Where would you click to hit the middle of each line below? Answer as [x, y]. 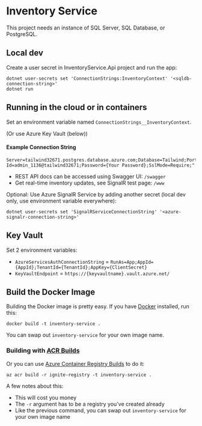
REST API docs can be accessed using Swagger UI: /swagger [90, 176]
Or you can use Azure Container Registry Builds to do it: [75, 364]
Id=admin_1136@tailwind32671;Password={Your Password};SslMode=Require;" [101, 165]
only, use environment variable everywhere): [61, 201]
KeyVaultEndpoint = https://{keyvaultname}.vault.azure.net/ [92, 273]
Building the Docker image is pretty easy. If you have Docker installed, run [98, 306]
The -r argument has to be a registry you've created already [90, 404]
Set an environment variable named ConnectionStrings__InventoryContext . [99, 122]
